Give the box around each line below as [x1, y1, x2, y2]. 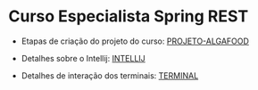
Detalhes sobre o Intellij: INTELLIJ [21, 53, 146, 63]
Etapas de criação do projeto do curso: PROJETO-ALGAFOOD [21, 36, 249, 46]
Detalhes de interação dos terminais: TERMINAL [21, 70, 199, 81]
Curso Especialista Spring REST [8, 6, 249, 27]
